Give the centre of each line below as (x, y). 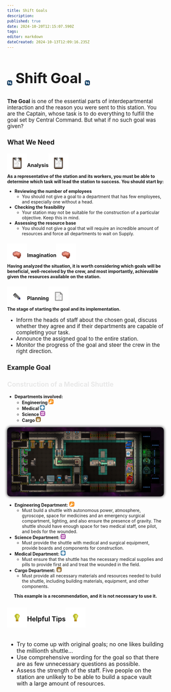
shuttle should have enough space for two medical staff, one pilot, (89, 526)
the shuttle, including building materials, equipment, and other (85, 581)
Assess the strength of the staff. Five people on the (84, 670)
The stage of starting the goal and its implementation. (64, 309)
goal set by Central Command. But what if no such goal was (82, 120)
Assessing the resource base (45, 223)
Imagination (42, 255)
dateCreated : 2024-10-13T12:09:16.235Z (48, 42)
